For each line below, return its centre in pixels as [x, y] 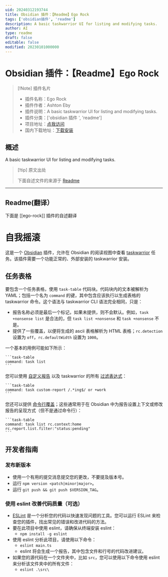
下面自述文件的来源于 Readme [48, 181]
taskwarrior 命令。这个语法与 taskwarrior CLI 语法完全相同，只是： [74, 301]
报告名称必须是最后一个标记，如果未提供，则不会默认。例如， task [80, 312]
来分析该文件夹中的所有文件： [43, 563]
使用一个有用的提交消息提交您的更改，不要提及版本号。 [69, 477]
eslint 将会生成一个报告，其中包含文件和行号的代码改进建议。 [83, 551]
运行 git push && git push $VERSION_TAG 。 [56, 489]
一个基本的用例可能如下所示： [36, 348]
